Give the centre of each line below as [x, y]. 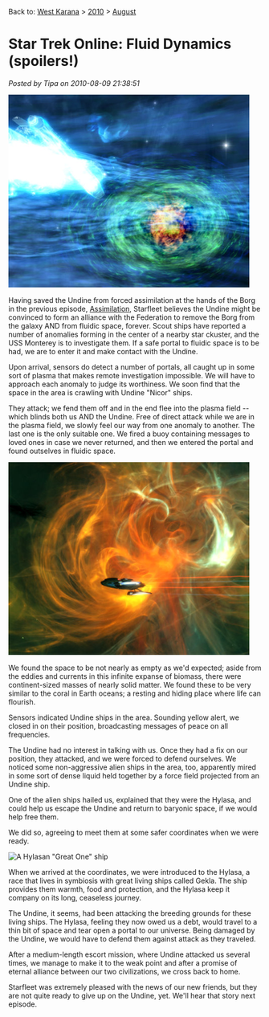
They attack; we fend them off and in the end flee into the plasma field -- [129, 408]
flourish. [22, 701]
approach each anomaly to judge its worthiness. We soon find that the [124, 384]
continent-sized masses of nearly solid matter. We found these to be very [130, 684]
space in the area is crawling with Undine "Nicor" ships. [100, 392]
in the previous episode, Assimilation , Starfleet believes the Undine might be [134, 308]
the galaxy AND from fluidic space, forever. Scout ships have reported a [127, 325]
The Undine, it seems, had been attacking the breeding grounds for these [130, 913]
